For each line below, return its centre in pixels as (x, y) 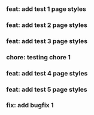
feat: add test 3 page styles (47, 41)
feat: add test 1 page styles (46, 9)
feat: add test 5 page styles (47, 89)
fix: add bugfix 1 (30, 105)
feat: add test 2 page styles (47, 25)
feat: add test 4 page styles (47, 73)
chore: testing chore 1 (38, 57)
